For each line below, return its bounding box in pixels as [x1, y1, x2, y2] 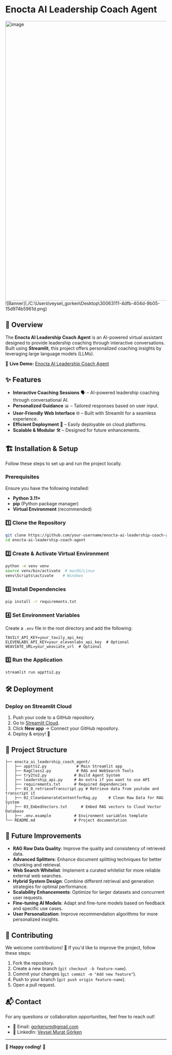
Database [5, 808, 24, 814]
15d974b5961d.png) [5, 306, 48, 312]
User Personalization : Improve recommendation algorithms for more [12, 911, 158, 917]
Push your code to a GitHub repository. [12, 714, 95, 720]
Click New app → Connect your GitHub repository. [12, 725, 119, 731]
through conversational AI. [12, 397, 69, 403]
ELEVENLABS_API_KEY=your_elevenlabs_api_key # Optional [5, 639, 130, 645]
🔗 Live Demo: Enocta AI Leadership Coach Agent [5, 361, 109, 367]
